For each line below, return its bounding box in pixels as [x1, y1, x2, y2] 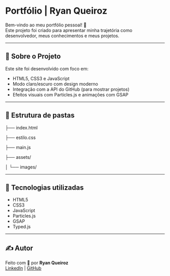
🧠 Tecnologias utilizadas [5, 183, 84, 192]
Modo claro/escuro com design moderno [12, 81, 99, 87]
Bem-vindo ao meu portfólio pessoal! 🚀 [5, 22, 87, 28]
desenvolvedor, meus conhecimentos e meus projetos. [5, 32, 120, 39]
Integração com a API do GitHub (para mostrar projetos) [12, 86, 130, 92]
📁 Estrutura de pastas [5, 111, 75, 120]
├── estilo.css [5, 134, 36, 141]
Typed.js [12, 224, 31, 230]
